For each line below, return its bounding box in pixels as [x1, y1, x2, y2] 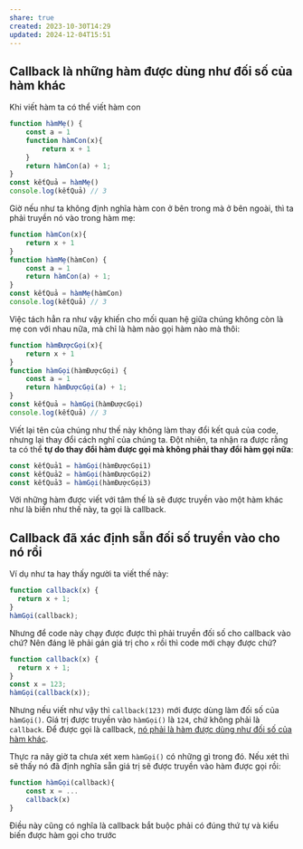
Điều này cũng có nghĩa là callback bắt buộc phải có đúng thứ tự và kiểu [9, 820, 279, 831]
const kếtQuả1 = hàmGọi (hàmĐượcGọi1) [9, 461, 152, 471]
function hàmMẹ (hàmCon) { [9, 255, 107, 264]
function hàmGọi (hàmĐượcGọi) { [9, 366, 128, 376]
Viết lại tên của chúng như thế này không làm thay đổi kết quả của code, [9, 424, 279, 435]
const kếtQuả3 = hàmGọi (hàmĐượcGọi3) [9, 478, 152, 487]
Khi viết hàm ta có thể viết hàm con [9, 101, 141, 113]
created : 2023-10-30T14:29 [9, 22, 111, 31]
